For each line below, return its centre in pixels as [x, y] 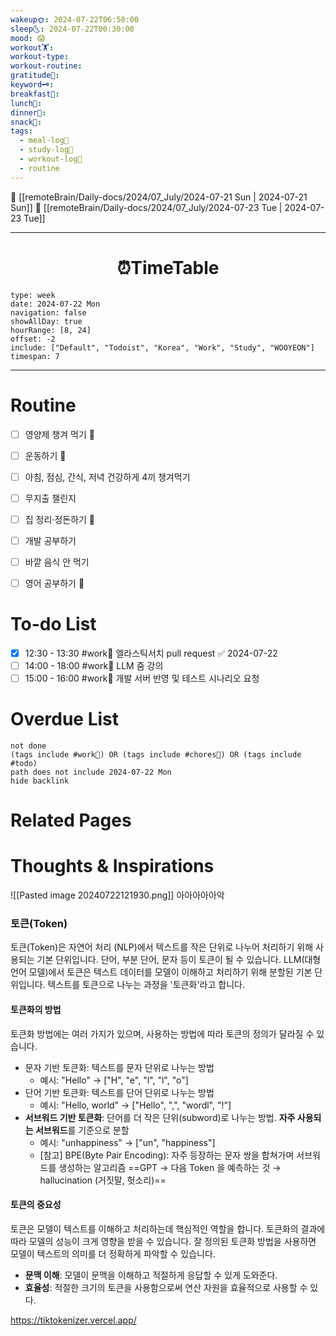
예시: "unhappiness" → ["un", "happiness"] [127, 1142]
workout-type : [40, 57]
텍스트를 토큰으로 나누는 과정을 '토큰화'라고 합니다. [146, 985]
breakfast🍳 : [35, 94]
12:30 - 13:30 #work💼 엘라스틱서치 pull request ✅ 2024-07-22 [151, 653]
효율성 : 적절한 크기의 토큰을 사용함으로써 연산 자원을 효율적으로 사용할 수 [166, 1287]
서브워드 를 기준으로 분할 [82, 1130]
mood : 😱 [28, 38]
